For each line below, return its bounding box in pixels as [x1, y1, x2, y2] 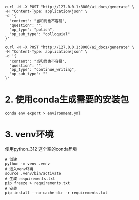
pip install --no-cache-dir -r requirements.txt [5, 190, 108, 195]
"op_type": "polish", [9, 27, 55, 32]
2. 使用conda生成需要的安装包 [5, 94, 129, 105]
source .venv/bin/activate [5, 171, 61, 176]
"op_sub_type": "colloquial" [9, 32, 70, 37]
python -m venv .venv [5, 161, 50, 166]
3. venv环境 [5, 129, 54, 140]
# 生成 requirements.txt [5, 176, 55, 181]
